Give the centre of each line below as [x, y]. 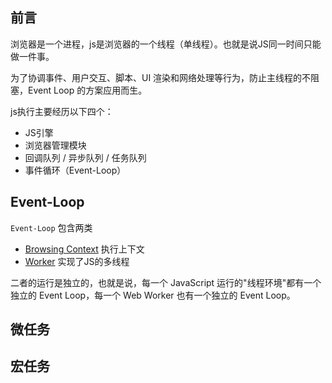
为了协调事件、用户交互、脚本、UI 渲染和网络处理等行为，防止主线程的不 [161, 77]
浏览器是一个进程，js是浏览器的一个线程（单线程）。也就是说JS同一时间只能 [166, 44]
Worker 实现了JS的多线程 [77, 261]
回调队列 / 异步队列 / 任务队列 [85, 157]
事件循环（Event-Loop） [75, 170]
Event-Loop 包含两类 [51, 227]
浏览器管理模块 [55, 145]
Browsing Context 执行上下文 [84, 249]
